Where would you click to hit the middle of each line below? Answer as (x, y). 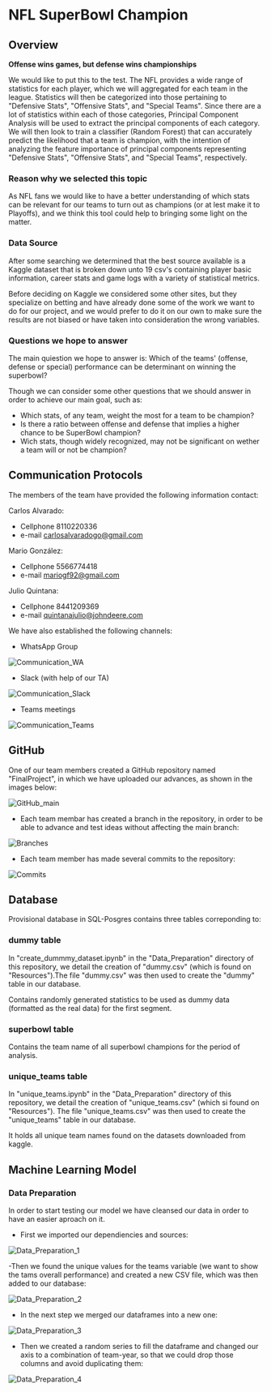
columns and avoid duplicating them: (82, 1363)
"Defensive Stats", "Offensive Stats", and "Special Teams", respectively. (128, 157)
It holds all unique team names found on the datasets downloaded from (127, 1136)
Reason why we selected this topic (78, 178)
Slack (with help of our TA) (64, 678)
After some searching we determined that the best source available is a (127, 260)
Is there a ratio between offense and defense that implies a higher (130, 424)
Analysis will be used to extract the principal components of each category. (134, 123)
